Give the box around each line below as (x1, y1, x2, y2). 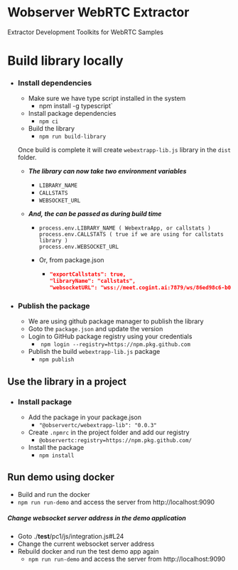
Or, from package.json (38, 256, 104, 264)
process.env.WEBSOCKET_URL (38, 243, 119, 251)
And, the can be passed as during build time (28, 210, 162, 218)
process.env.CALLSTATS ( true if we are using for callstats (38, 231, 224, 238)
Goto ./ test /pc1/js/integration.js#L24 (17, 532, 124, 540)
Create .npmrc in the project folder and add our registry (28, 428, 190, 437)
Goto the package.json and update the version (28, 325, 163, 333)
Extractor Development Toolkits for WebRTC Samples (7, 28, 163, 36)
